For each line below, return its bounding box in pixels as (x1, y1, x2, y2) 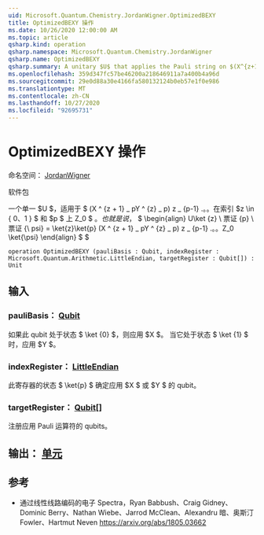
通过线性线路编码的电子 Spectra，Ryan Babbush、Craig (19, 498, 201, 507)
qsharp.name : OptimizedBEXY (8, 56, 101, 64)
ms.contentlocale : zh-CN (8, 92, 90, 100)
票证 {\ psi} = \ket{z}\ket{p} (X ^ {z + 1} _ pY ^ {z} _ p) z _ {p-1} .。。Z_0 (8, 223, 234, 233)
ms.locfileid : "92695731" (8, 107, 93, 115)
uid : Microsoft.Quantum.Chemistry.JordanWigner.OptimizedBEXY (8, 11, 216, 20)
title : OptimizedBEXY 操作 (8, 19, 94, 27)
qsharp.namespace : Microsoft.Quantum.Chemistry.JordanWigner (8, 48, 213, 56)
